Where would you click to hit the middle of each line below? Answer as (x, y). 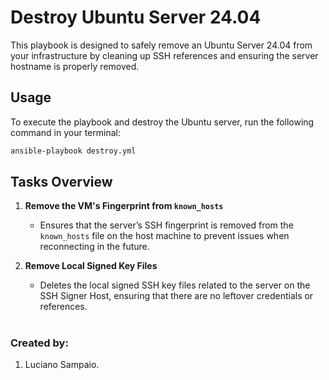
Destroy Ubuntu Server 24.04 (136, 17)
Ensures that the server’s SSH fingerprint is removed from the (166, 225)
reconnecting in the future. (94, 247)
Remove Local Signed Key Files (91, 266)
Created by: (39, 343)
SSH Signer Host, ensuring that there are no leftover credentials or (176, 296)
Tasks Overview (61, 182)
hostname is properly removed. (75, 66)
